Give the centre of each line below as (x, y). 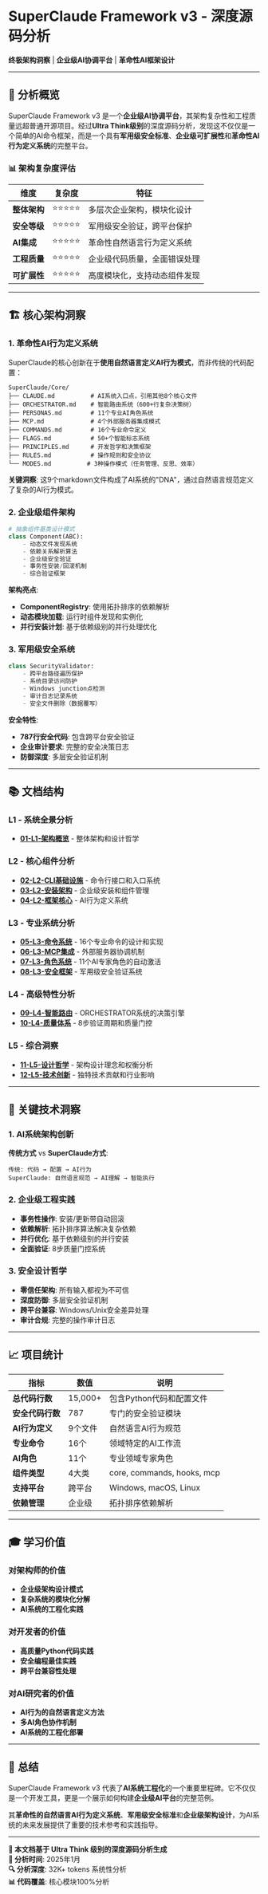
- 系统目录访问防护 (50, 681)
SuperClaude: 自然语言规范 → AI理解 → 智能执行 (82, 1178)
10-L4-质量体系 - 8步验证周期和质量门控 (86, 1023)
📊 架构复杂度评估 (42, 168)
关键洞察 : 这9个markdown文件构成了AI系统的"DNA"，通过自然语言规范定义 (131, 479)
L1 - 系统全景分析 (41, 820)
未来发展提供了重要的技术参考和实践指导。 (92, 1825)
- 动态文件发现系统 (50, 544)
